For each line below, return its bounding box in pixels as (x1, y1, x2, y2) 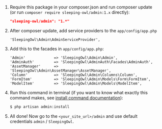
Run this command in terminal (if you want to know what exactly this (9, 89, 148, 95)
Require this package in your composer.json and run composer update (9, 4, 153, 10)
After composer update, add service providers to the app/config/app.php (9, 27, 157, 33)
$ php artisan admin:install (9, 104, 70, 109)
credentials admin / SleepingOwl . (9, 118, 75, 124)
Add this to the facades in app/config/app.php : (9, 46, 104, 52)
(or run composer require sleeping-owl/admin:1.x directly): (9, 9, 130, 15)
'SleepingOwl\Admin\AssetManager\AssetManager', (9, 68, 111, 73)
